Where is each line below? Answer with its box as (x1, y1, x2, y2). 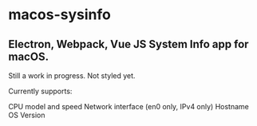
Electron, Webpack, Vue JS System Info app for (8, 37, 249, 51)
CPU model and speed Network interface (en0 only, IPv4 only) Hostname (8, 102, 249, 111)
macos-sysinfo (8, 6, 112, 24)
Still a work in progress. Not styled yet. (8, 71, 136, 81)
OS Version (8, 110, 45, 120)
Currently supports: (8, 86, 73, 96)
